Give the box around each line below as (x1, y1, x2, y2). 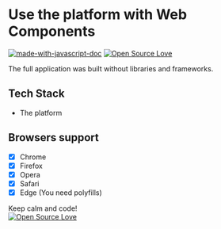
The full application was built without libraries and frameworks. (8, 63, 214, 73)
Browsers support (8, 131, 99, 144)
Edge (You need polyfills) (19, 188, 103, 197)
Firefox (19, 161, 44, 170)
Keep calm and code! (8, 204, 78, 213)
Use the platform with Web (8, 6, 188, 24)
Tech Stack (8, 87, 65, 101)
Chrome (19, 152, 47, 162)
